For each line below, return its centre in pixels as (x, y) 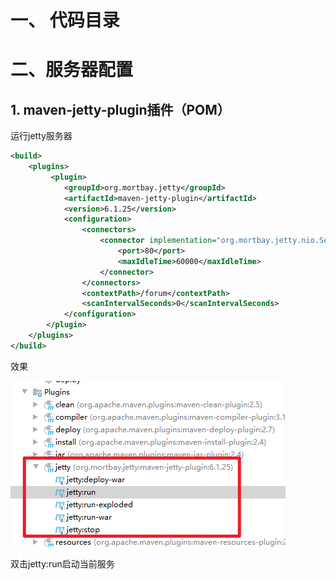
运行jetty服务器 (41, 136)
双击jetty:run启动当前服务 (62, 563)
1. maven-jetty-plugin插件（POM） (120, 109)
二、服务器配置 (72, 70)
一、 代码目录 (65, 20)
